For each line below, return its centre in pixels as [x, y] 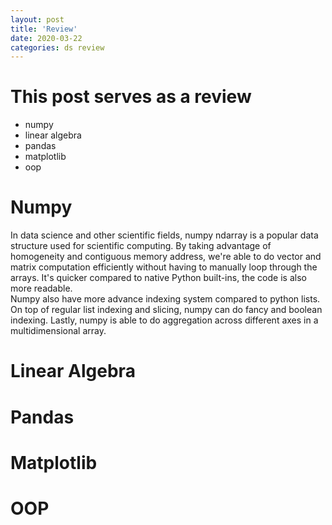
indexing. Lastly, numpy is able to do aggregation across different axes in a [164, 320]
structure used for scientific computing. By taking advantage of [141, 246]
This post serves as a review [131, 97]
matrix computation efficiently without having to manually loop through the [164, 267]
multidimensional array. [58, 331]
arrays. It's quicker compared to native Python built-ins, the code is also [158, 278]
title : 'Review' [44, 29]
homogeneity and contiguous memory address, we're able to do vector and [166, 257]
